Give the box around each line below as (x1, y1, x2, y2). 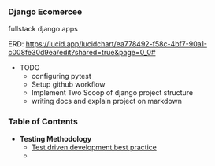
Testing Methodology (19, 134, 92, 143)
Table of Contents (8, 116, 79, 127)
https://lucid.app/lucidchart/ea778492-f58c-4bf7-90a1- (25, 39, 207, 49)
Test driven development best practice (31, 142, 158, 152)
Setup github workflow (31, 79, 106, 89)
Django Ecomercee (8, 6, 83, 17)
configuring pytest (31, 72, 92, 81)
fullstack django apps (8, 24, 79, 34)
